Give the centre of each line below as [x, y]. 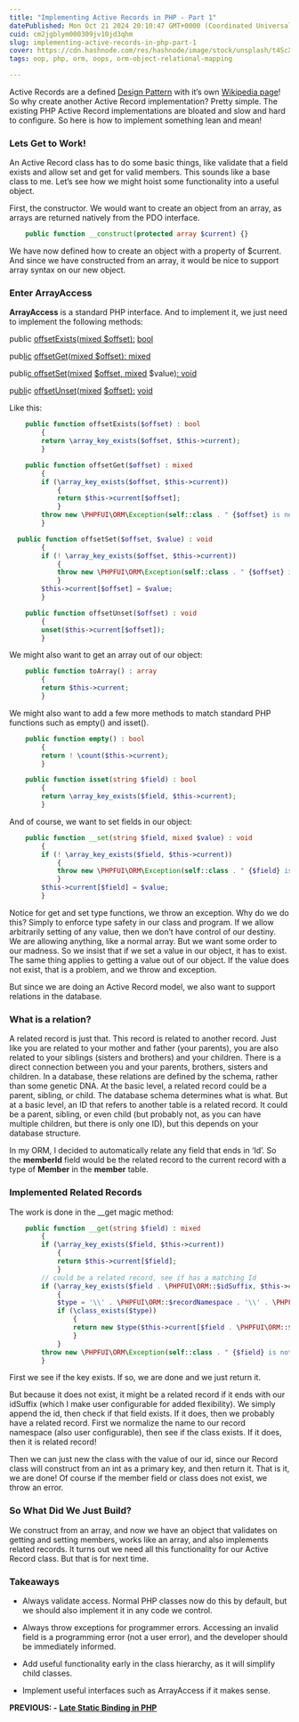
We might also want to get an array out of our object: [106, 655]
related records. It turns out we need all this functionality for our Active [139, 1548]
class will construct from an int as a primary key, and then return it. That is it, [149, 1468]
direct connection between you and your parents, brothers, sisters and [139, 1067]
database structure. [45, 1133]
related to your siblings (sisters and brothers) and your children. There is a [145, 1058]
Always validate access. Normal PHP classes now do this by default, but [154, 1601]
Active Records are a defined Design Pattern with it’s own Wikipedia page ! [145, 92]
